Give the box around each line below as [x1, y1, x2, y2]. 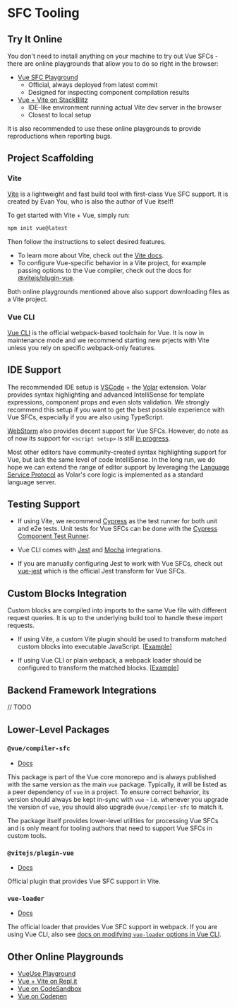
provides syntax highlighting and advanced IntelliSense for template [7, 390, 205, 399]
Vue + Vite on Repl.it [17, 977, 78, 986]
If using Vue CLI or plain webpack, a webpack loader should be [17, 656, 202, 665]
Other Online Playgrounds [7, 950, 123, 962]
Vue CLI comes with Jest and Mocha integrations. [17, 546, 163, 554]
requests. [7, 621, 35, 630]
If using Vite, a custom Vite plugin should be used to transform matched [17, 635, 227, 644]
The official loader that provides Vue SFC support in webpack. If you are [7, 923, 218, 931]
